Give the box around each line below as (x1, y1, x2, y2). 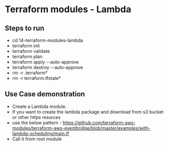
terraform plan (12, 53, 43, 60)
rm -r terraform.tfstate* (12, 75, 61, 81)
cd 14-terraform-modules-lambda (12, 37, 83, 43)
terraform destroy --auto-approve (12, 65, 83, 70)
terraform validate (12, 48, 50, 54)
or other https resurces (12, 114, 61, 120)
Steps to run (5, 24, 44, 33)
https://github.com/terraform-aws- (63, 120, 136, 126)
